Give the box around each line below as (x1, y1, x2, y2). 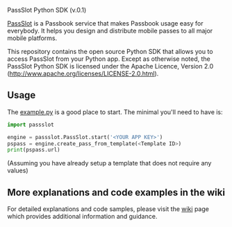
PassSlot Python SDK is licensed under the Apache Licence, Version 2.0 (7, 62, 214, 70)
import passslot (7, 121, 54, 128)
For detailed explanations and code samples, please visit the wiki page (7, 205, 210, 213)
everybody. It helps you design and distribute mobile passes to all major (7, 27, 213, 35)
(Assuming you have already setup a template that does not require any (7, 159, 212, 167)
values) (7, 166, 28, 175)
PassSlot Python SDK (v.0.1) (7, 6, 87, 14)
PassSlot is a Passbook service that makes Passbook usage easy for (7, 19, 204, 27)
